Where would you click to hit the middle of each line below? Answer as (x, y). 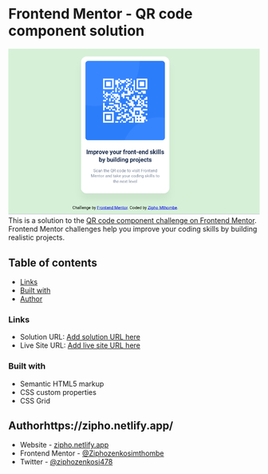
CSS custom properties (58, 392)
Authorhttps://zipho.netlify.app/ (91, 426)
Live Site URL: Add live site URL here (80, 345)
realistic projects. (37, 237)
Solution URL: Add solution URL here (80, 337)
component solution (77, 31)
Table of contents (53, 263)
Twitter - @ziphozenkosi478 (66, 462)
